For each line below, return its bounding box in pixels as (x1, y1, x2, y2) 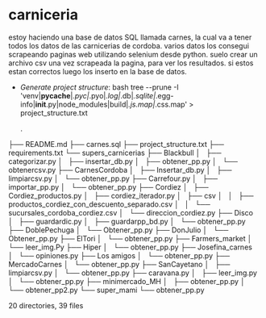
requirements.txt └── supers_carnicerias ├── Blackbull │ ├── (8, 148, 222, 157)
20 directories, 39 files (8, 300, 84, 310)
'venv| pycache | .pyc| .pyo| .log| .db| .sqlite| (19, 90, 156, 100)
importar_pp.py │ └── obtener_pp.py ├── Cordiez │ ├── (8, 182, 209, 191)
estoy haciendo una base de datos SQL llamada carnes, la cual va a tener (8, 32, 252, 42)
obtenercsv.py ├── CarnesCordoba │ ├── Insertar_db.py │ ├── (8, 165, 232, 174)
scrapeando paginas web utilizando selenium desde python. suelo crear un (8, 49, 258, 59)
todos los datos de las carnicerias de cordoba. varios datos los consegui (8, 40, 250, 50)
